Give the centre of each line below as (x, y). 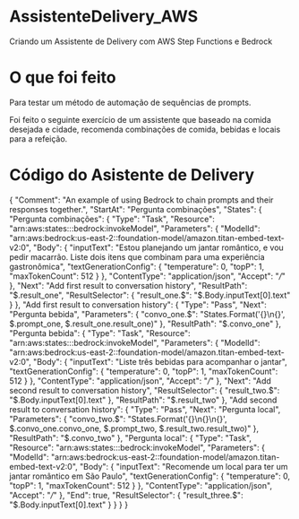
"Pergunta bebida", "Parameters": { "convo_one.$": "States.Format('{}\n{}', (147, 314)
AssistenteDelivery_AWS (104, 17)
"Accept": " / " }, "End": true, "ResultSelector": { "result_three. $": (126, 495)
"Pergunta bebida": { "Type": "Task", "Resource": (100, 333)
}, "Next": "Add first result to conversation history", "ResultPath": (128, 285)
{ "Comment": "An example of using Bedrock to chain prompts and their (141, 200)
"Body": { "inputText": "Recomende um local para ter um (184, 466)
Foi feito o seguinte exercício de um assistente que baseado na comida (140, 119)
